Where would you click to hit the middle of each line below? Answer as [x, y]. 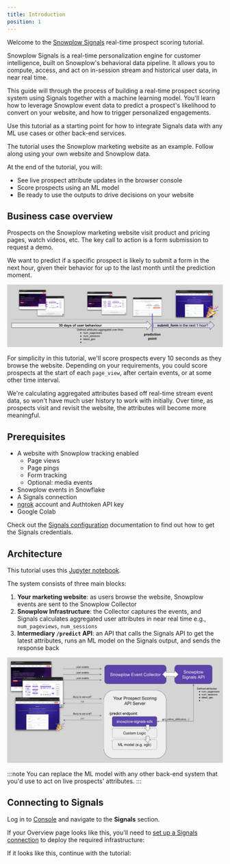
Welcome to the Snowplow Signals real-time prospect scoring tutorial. [106, 42]
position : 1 [24, 22]
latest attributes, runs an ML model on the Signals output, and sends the [119, 640]
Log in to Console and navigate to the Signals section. [84, 819]
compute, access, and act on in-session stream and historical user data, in [112, 70]
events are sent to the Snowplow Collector [77, 604]
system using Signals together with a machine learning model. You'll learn [111, 98]
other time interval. [34, 380]
